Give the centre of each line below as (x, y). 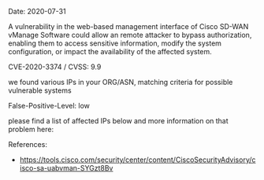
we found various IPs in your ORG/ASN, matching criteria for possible (121, 82)
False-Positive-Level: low (49, 106)
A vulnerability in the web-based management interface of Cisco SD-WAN (128, 26)
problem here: (31, 129)
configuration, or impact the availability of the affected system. (110, 51)
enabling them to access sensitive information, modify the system (115, 43)
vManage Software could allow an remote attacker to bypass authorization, (130, 35)
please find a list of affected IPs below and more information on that (118, 121)
